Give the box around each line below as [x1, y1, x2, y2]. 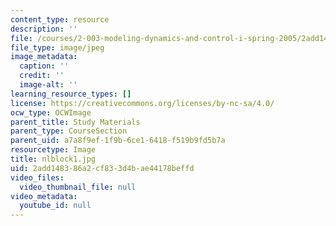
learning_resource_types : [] [10, 89, 132, 99]
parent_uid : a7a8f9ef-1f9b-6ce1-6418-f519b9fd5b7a [10, 136, 226, 146]
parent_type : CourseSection [10, 126, 128, 136]
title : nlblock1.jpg [10, 154, 97, 164]
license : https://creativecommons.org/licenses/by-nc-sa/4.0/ [10, 98, 275, 108]
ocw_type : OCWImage [10, 107, 92, 118]
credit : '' [19, 71, 65, 81]
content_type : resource [10, 14, 110, 25]
